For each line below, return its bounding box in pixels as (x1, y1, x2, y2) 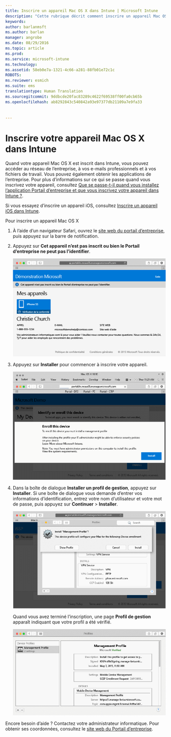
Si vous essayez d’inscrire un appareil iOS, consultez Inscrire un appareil (5, 202, 158, 209)
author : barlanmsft (5, 24, 47, 30)
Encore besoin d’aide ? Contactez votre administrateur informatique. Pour (5, 720, 159, 727)
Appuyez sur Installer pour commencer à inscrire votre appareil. (12, 361, 148, 367)
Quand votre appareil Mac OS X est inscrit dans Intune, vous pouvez (5, 160, 149, 166)
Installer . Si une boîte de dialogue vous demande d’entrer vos (12, 490, 142, 496)
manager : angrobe (5, 35, 42, 40)
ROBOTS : (5, 73, 22, 78)
